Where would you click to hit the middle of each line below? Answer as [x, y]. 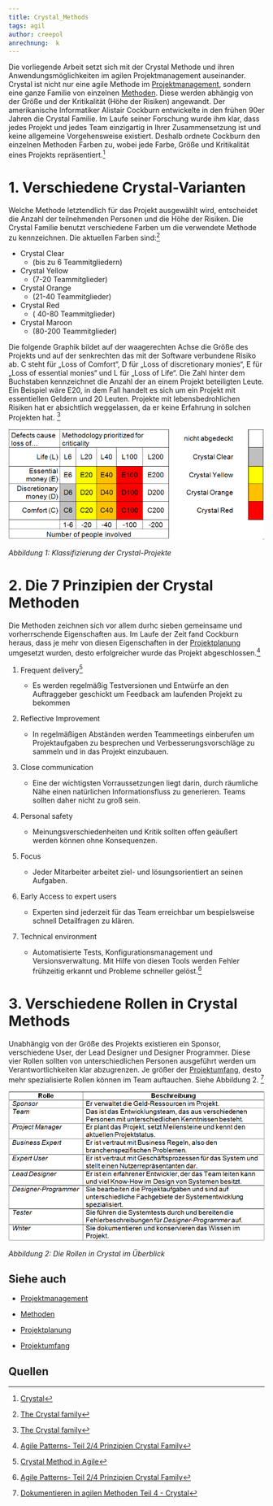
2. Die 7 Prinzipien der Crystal [111, 586]
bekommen [51, 703]
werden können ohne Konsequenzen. [95, 841]
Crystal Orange [45, 288]
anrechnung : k [34, 43]
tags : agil [27, 26]
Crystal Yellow [44, 270]
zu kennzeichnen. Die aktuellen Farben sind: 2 [84, 237]
